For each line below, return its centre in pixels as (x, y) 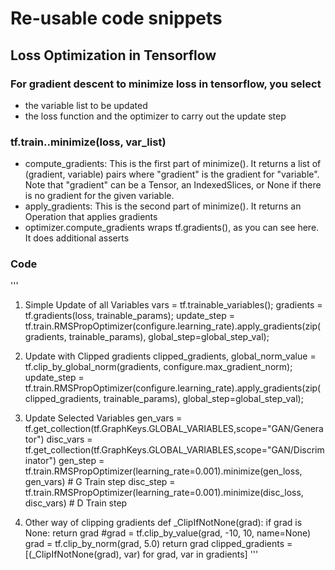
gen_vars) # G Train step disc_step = (100, 482)
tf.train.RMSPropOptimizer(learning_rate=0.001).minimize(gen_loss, (163, 471)
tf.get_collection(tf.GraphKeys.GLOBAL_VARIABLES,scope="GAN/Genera (174, 429)
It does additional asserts (77, 238)
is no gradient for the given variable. (99, 196)
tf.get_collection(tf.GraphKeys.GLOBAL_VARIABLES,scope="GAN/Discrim (174, 450)
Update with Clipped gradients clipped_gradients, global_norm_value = (170, 356)
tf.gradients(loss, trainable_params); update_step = (129, 316)
